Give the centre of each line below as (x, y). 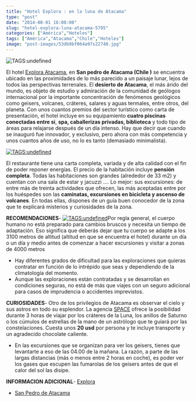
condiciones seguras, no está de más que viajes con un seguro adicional (102, 285)
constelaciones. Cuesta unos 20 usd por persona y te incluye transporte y (96, 328)
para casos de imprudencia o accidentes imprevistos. (79, 291)
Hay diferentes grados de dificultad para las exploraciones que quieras (100, 260)
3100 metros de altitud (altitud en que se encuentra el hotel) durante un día (96, 236)
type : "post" (22, 17)
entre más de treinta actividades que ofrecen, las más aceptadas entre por (96, 188)
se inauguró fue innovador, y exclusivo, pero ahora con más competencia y (97, 134)
